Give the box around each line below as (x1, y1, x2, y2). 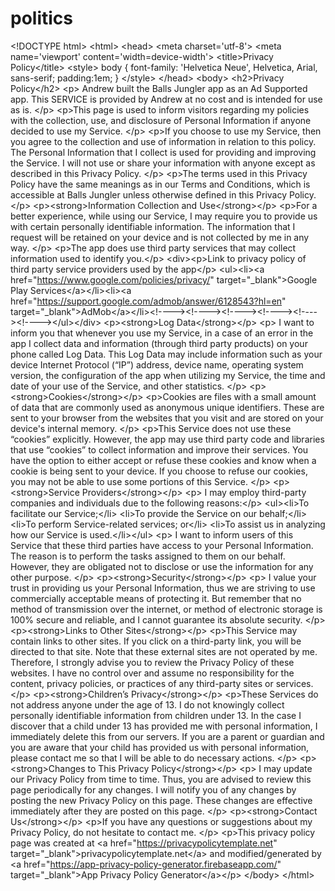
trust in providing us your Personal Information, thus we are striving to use (10, 582, 316, 594)
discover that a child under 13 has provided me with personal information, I (10, 720, 318, 732)
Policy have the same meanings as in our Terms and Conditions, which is (10, 178, 311, 190)
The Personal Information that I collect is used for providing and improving (10, 146, 317, 158)
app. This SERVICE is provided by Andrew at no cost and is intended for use (10, 93, 323, 105)
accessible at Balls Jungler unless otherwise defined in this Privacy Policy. (10, 188, 317, 201)
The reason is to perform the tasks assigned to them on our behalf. (10, 550, 286, 562)
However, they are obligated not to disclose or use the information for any (10, 560, 314, 572)
